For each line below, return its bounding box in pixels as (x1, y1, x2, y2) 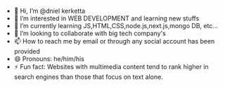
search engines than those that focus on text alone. (13, 73, 163, 81)
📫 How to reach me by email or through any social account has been (13, 37, 215, 45)
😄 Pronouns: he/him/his (13, 55, 84, 63)
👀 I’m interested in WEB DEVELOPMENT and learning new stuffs (13, 14, 200, 23)
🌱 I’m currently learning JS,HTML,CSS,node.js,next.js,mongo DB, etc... (13, 22, 218, 30)
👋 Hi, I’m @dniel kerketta (13, 7, 86, 15)
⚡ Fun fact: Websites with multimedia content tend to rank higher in (13, 63, 209, 70)
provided (13, 47, 41, 56)
